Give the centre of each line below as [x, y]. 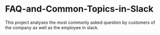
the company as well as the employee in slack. [52, 27]
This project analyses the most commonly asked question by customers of [80, 22]
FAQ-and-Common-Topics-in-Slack [79, 9]
